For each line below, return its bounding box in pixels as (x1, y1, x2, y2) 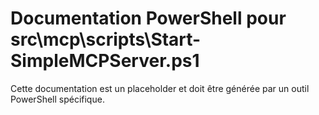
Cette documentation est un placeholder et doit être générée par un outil (10, 82, 310, 94)
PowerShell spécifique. (10, 93, 105, 105)
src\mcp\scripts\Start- (10, 28, 202, 51)
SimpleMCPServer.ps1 (10, 50, 200, 72)
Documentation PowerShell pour (10, 7, 287, 30)
